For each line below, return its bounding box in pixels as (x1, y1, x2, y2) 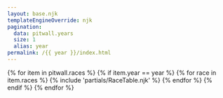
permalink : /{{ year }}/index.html (7, 50, 111, 57)
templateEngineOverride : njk (7, 17, 93, 24)
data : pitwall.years (13, 29, 74, 37)
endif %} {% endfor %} (7, 83, 74, 92)
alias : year (13, 43, 49, 50)
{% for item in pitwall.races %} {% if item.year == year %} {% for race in (7, 68, 217, 77)
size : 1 (13, 36, 36, 43)
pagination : (7, 23, 42, 30)
